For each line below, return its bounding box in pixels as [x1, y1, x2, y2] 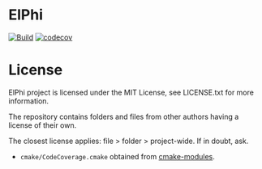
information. [8, 95, 49, 106]
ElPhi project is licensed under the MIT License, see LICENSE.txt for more [8, 87, 254, 97]
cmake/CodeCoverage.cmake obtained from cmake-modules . [19, 151, 215, 161]
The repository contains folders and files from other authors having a [8, 112, 239, 121]
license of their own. [8, 120, 77, 130]
